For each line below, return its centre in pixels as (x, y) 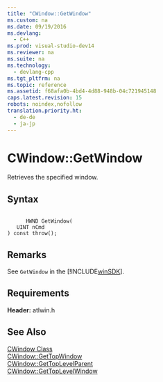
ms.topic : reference (37, 85)
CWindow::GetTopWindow (45, 356)
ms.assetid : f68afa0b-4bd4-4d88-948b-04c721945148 (82, 91)
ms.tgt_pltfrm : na (34, 78)
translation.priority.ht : (44, 111)
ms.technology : (29, 65)
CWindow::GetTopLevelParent (50, 363)
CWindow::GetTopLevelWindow (53, 371)
